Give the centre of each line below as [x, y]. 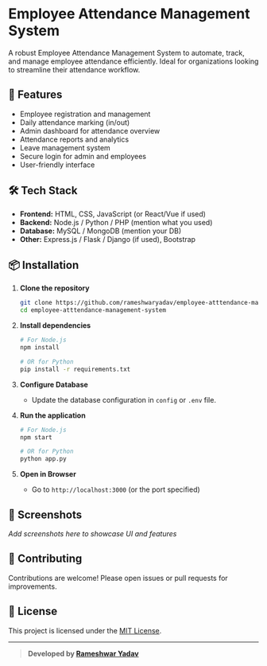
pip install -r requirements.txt [75, 369]
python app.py [43, 459]
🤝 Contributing [45, 559]
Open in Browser [48, 474]
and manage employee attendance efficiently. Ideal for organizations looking [133, 61]
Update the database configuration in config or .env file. [124, 399]
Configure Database [54, 384]
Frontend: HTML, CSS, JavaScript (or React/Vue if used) [113, 214]
